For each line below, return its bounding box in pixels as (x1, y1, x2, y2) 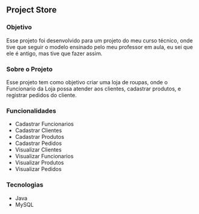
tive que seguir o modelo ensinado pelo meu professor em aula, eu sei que (6, 43, 193, 50)
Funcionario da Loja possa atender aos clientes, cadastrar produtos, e (6, 85, 181, 92)
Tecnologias (6, 181, 44, 189)
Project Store (6, 5, 57, 15)
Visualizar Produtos (15, 159, 64, 166)
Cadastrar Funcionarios (15, 121, 74, 128)
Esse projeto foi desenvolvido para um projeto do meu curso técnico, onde (6, 36, 193, 44)
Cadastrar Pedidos (15, 139, 62, 147)
